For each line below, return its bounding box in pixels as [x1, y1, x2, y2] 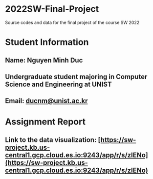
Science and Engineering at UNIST [5, 80, 112, 88]
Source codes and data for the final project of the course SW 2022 [5, 20, 140, 25]
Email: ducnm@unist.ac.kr [5, 97, 88, 105]
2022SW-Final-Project [5, 3, 99, 15]
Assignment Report [5, 116, 86, 127]
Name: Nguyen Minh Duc [5, 56, 83, 64]
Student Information [5, 37, 89, 48]
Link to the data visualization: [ [5, 136, 101, 144]
